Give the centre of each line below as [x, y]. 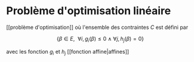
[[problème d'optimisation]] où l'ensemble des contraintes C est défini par [97, 27]
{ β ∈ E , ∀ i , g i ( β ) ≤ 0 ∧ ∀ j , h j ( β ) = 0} [100, 39]
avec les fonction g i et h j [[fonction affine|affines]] [68, 52]
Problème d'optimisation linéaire [89, 11]
